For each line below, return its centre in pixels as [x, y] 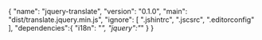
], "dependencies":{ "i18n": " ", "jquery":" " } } [81, 28]
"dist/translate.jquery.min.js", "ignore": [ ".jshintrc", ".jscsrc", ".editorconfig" [131, 20]
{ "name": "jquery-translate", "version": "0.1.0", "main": [98, 11]
